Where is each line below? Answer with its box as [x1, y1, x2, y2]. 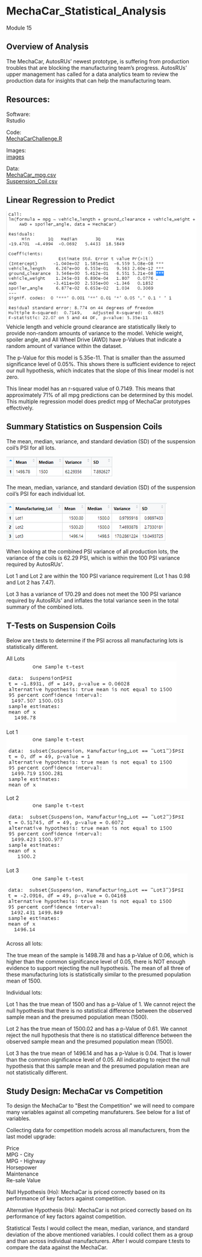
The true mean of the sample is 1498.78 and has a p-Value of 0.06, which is [6, 951, 194, 958]
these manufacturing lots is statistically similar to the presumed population [6, 970, 191, 978]
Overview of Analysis [6, 42, 89, 52]
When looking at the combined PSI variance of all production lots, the [6, 548, 178, 555]
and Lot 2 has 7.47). [6, 578, 55, 586]
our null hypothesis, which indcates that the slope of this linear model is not [6, 367, 194, 374]
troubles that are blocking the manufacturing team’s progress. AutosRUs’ [6, 64, 187, 71]
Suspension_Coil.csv [6, 177, 58, 185]
